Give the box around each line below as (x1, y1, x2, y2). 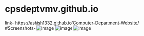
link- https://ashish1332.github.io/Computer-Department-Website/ (5, 20, 139, 26)
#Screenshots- (5, 25, 36, 31)
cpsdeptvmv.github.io (5, 3, 99, 15)
